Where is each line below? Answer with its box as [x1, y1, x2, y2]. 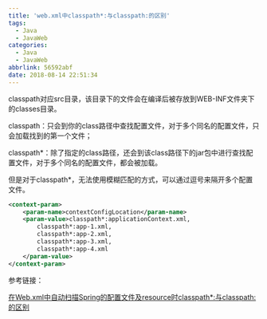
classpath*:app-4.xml [37, 245, 109, 253]
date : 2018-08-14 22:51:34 [8, 71, 98, 79]
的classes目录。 [8, 104, 61, 113]
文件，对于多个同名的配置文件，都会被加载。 [14, 157, 162, 167]
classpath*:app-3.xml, [37, 238, 112, 246]
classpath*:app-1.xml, [37, 223, 112, 231]
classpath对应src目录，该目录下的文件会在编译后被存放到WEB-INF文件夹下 [8, 93, 255, 104]
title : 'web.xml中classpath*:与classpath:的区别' [8, 11, 171, 20]
